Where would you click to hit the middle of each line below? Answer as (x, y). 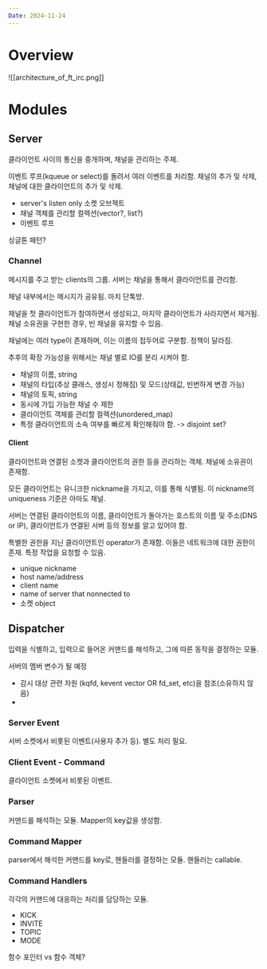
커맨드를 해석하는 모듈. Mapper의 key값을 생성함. (85, 820)
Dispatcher (37, 629)
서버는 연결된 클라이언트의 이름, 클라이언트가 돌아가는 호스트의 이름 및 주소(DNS (133, 516)
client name (39, 585)
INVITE (31, 924)
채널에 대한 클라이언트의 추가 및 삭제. (66, 186)
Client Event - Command (57, 762)
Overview (41, 55)
